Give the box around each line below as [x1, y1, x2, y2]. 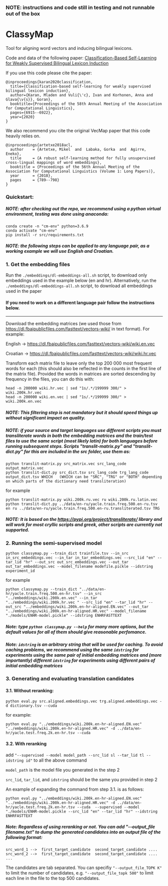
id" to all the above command [25, 757, 87, 763]
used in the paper [5, 288, 42, 294]
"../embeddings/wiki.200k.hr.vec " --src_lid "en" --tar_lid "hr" [5, 600, 147, 605]
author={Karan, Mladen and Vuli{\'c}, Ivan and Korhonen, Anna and [10, 92, 154, 97]
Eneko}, [5, 151, 22, 156]
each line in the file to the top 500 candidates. [5, 875, 100, 881]
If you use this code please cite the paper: [5, 69, 92, 76]
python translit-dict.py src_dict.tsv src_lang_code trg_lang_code [5, 470, 149, 475]
